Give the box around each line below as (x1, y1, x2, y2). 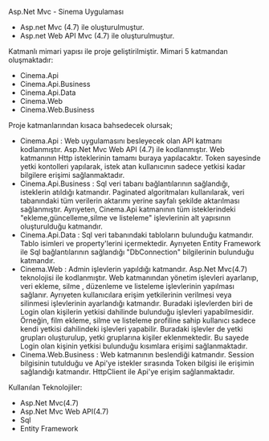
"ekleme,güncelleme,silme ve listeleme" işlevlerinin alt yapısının (19, 213, 231, 222)
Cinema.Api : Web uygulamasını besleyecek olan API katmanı (19, 136, 222, 146)
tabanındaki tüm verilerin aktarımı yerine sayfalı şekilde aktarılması (19, 196, 240, 205)
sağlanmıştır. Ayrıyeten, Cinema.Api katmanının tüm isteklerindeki (19, 204, 236, 214)
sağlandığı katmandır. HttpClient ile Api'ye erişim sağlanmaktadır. (19, 367, 235, 377)
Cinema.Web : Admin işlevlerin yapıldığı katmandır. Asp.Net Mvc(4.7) (19, 265, 247, 274)
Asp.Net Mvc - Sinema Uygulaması (8, 7, 124, 16)
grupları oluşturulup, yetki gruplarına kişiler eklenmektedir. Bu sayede (19, 333, 249, 342)
